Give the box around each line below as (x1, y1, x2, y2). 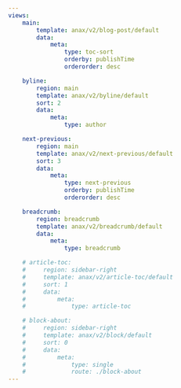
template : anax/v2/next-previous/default (36, 150, 174, 157)
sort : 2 (36, 99, 61, 107)
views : (8, 11, 30, 20)
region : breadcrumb (36, 215, 100, 223)
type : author (63, 121, 107, 129)
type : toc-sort (63, 48, 114, 56)
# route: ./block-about (22, 368, 143, 376)
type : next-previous (63, 179, 132, 187)
